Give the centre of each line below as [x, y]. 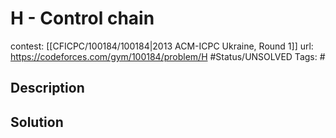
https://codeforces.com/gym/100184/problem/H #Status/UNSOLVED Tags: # [168, 56]
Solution [37, 122]
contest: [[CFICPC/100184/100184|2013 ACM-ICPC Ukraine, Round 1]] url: [162, 46]
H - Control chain [82, 18]
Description [47, 88]
